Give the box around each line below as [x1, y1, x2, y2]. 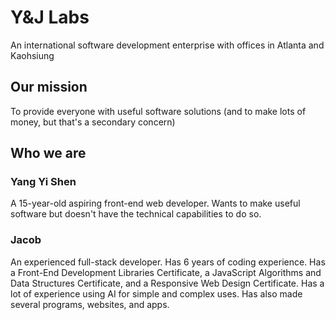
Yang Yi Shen [10, 175, 77, 189]
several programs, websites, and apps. [10, 298, 170, 310]
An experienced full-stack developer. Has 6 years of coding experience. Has [10, 256, 326, 268]
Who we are [10, 145, 87, 162]
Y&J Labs [10, 6, 90, 29]
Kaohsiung [10, 49, 55, 61]
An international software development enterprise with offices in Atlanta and [10, 39, 325, 51]
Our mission [10, 79, 88, 96]
